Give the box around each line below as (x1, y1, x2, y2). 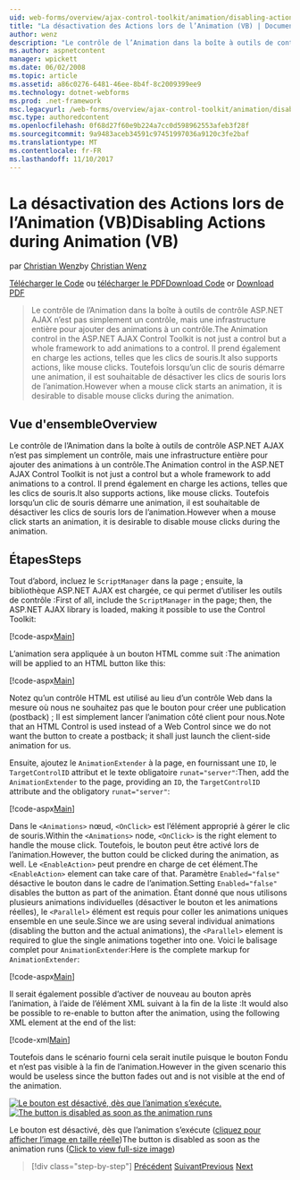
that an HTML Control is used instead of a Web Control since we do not (9, 722, 271, 732)
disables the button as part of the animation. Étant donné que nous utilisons (9, 887, 287, 898)
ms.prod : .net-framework (9, 96, 102, 106)
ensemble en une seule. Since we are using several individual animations (9, 916, 275, 927)
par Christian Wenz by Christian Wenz (9, 261, 147, 271)
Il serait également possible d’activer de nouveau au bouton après (9, 988, 252, 999)
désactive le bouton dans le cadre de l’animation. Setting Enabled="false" (9, 878, 278, 889)
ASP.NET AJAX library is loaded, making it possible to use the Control (9, 604, 266, 615)
